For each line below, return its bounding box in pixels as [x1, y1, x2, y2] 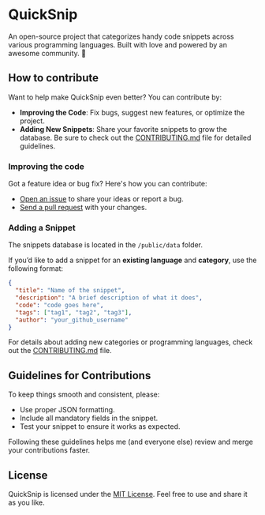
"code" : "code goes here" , [15, 301, 104, 309]
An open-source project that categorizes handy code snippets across [8, 32, 234, 41]
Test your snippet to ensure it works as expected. [19, 422, 181, 431]
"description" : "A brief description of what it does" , [15, 294, 203, 302]
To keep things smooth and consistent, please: [8, 389, 160, 400]
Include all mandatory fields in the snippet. [19, 413, 159, 423]
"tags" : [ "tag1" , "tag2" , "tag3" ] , [15, 308, 132, 317]
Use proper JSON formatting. [19, 405, 116, 415]
